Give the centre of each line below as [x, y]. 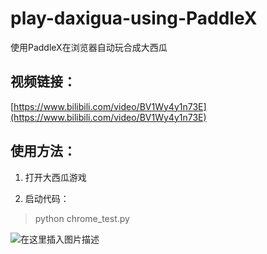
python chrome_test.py [82, 218]
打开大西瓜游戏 [55, 177]
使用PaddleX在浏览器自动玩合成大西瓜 [89, 47]
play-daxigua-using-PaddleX [134, 18]
